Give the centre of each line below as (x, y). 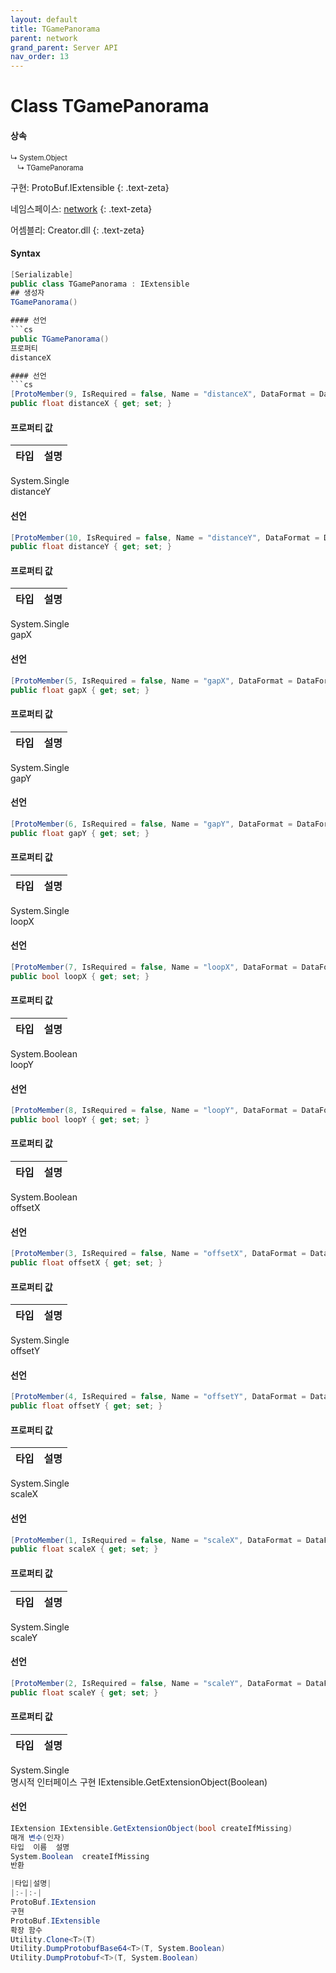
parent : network (44, 38)
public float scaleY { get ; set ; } (84, 1692)
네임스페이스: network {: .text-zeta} (81, 208)
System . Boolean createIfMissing (80, 1856)
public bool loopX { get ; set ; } (80, 976)
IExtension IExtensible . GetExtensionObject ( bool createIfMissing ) (151, 1828)
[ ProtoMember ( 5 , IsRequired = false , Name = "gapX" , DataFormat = (151, 681)
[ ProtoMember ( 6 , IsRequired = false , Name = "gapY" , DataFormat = (151, 824)
